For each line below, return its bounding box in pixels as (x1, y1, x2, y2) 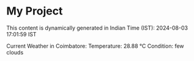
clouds (6, 48, 24, 56)
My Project (6, 4, 63, 18)
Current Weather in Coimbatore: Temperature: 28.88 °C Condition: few (6, 42, 185, 50)
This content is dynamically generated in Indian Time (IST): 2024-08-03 (6, 24, 188, 31)
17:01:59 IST (6, 30, 37, 37)
